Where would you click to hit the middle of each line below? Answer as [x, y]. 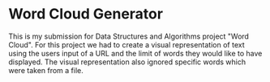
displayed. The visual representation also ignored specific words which [127, 62]
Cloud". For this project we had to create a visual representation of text [126, 44]
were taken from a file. [46, 70]
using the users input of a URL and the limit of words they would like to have [135, 53]
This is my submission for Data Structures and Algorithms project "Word [129, 36]
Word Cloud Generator [86, 14]
